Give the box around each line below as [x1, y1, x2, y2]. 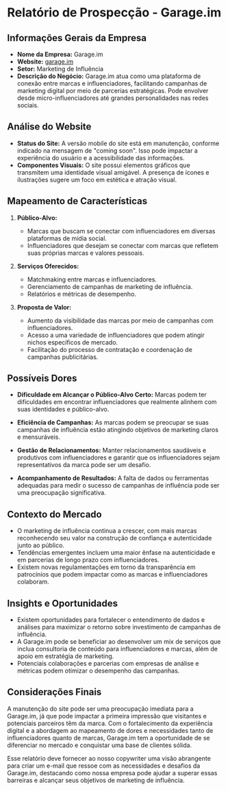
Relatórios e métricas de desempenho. [27, 290, 137, 298]
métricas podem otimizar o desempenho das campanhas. [16, 666, 180, 675]
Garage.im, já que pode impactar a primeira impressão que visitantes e [7, 712, 207, 720]
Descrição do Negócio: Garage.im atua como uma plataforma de [16, 72, 201, 80]
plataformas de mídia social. [27, 234, 107, 242]
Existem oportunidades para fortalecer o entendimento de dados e [16, 616, 205, 624]
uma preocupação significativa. [16, 488, 106, 497]
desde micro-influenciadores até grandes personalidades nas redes [16, 94, 209, 102]
